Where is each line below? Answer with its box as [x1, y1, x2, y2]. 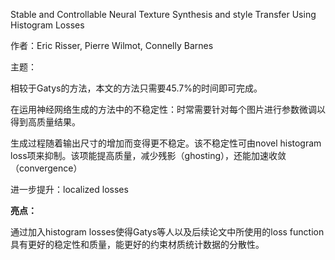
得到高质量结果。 [10, 116, 81, 128]
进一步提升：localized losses [10, 184, 129, 195]
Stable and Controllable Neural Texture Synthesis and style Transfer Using [10, 9, 317, 20]
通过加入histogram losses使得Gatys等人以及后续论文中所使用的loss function [10, 226, 325, 238]
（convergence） [10, 162, 83, 174]
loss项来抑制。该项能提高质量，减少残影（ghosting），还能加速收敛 [10, 150, 287, 161]
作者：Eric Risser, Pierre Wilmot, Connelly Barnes [10, 40, 214, 51]
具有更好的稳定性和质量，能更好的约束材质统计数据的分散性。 [10, 239, 265, 250]
